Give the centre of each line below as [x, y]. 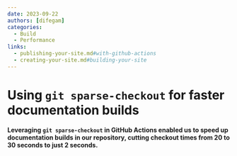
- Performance [34, 40]
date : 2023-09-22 [33, 14]
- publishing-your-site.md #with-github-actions [85, 54]
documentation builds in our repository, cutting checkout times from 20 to [118, 137]
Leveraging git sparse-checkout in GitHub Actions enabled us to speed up [118, 130]
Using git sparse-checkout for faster [116, 95]
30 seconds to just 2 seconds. [53, 145]
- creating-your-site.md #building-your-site [80, 60]
